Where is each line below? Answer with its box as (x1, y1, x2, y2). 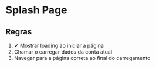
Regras (5, 27, 32, 37)
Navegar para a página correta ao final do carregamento (13, 55, 151, 61)
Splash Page (5, 3, 67, 17)
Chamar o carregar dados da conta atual (13, 48, 113, 55)
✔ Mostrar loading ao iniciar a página (13, 42, 104, 49)
